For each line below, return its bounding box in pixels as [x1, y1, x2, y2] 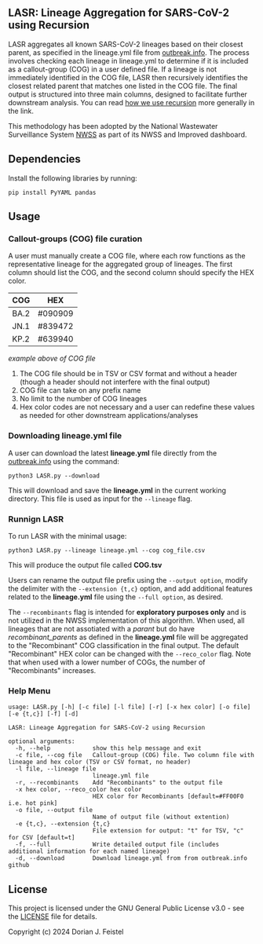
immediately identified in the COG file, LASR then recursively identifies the [8, 72, 249, 82]
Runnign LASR [8, 514, 64, 525]
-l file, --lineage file [15, 765, 97, 773]
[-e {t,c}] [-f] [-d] [8, 710, 79, 718]
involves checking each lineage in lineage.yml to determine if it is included [8, 56, 249, 65]
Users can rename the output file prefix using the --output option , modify [8, 575, 248, 584]
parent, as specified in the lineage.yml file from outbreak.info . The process [8, 47, 250, 57]
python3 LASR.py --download [8, 471, 100, 480]
